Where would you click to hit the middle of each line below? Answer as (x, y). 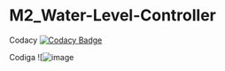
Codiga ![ (26, 57)
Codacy (23, 40)
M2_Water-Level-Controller (113, 16)
